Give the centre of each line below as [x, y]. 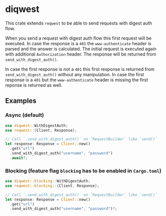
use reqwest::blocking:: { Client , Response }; [52, 186]
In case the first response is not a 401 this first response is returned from [80, 69]
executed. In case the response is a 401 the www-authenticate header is [78, 43]
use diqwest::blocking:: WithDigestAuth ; [48, 181]
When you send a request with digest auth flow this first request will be [78, 38]
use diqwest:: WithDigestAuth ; [37, 126]
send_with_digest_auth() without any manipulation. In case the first [74, 74]
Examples [21, 101]
